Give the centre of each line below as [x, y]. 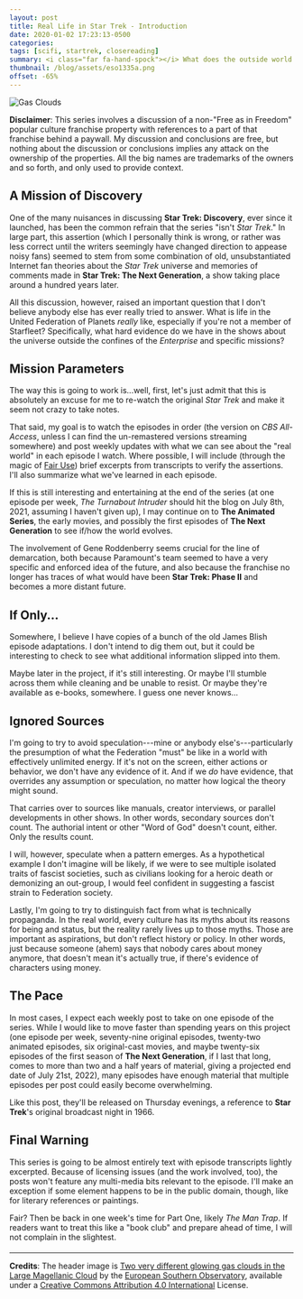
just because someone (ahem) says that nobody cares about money [136, 949]
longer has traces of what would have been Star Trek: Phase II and [134, 577]
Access [23, 437]
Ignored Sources [57, 721]
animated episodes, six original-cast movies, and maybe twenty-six [134, 1046]
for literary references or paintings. [74, 1200]
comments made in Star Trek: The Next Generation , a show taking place [145, 275]
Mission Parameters [67, 369]
